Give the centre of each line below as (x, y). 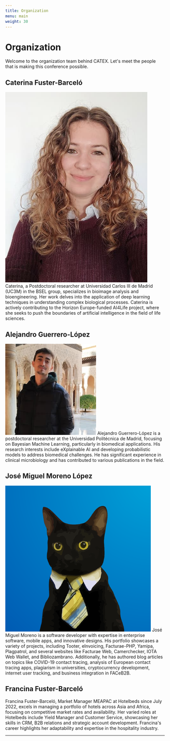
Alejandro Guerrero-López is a (129, 433)
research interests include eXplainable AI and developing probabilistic (78, 449)
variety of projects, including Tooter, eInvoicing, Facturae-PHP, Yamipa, (80, 646)
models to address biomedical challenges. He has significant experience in (83, 455)
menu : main (17, 16)
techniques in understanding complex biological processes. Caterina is (79, 302)
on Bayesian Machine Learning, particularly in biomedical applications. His (83, 444)
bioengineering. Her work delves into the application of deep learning (78, 297)
